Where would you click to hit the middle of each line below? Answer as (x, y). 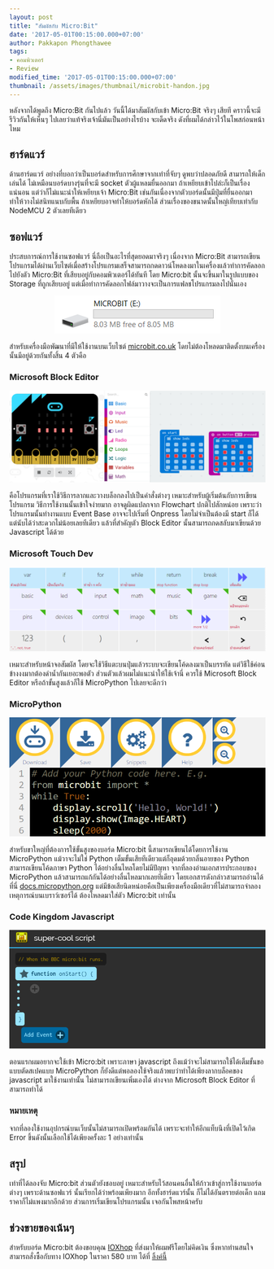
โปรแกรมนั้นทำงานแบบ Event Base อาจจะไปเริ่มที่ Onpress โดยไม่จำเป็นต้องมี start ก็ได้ (134, 514)
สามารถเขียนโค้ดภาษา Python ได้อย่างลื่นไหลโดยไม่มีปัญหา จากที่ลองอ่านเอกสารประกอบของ (133, 868)
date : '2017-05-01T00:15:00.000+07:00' (77, 34)
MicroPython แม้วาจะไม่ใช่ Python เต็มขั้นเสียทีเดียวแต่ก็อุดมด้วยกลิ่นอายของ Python (129, 858)
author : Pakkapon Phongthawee (61, 43)
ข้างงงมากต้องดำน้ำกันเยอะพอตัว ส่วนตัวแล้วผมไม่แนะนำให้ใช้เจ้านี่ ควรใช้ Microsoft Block (133, 673)
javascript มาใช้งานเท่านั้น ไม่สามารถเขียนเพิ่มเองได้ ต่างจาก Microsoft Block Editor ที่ (132, 1080)
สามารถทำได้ (26, 1089)
